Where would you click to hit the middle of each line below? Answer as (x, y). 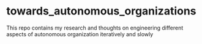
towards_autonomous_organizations (102, 11)
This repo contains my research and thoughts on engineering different (95, 28)
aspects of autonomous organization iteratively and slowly (80, 34)
